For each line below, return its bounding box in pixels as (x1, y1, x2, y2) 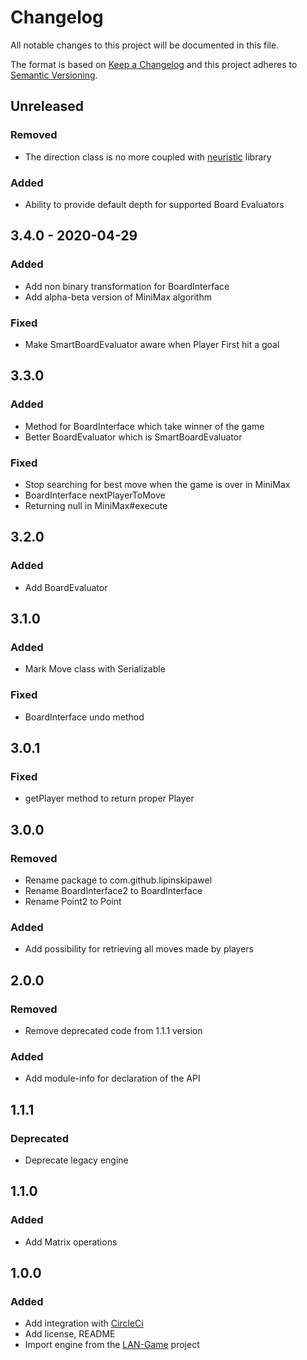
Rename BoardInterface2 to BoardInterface (24, 884, 203, 896)
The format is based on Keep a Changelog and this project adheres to (10, 58, 298, 70)
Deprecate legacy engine (24, 1154, 129, 1166)
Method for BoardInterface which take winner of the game (24, 420, 265, 432)
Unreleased (10, 98, 85, 115)
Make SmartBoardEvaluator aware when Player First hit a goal (24, 338, 280, 350)
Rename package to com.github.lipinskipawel (24, 874, 213, 886)
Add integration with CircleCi (24, 1317, 144, 1330)
